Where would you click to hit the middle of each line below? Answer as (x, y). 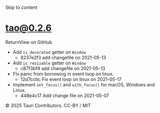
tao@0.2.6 (29, 28)
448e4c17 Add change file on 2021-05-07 (65, 95)
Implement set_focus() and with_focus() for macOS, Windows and (84, 84)
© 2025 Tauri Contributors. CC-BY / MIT (48, 105)
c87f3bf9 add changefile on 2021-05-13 (63, 68)
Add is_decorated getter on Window (49, 52)
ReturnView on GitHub (29, 42)
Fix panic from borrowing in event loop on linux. (63, 74)
